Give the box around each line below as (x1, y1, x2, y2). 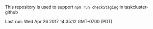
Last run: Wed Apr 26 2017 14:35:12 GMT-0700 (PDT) (5, 19, 113, 24)
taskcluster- (124, 4, 149, 10)
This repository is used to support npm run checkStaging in (5, 4, 124, 10)
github (5, 9, 18, 15)
